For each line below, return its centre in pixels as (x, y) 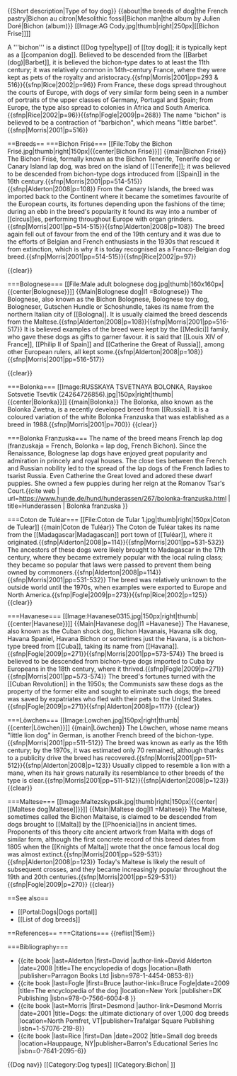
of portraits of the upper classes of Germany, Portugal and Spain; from (110, 100)
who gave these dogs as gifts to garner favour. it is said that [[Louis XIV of (115, 337)
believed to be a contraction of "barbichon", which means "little (100, 123)
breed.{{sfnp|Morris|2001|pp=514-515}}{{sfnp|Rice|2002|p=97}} (102, 256)
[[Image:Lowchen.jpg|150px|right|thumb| (120, 720)
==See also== (28, 898)
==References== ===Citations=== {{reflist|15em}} (81, 933)
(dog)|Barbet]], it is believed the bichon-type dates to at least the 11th (109, 62)
